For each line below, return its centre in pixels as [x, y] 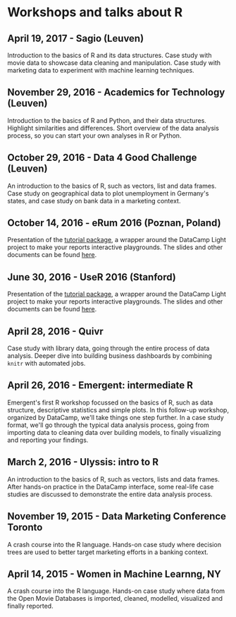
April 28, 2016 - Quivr [55, 331]
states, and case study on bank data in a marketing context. [94, 200]
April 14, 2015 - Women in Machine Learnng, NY [114, 574]
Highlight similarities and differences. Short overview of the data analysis [113, 128]
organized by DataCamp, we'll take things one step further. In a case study [116, 417]
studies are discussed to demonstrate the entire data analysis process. [110, 494]
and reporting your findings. [48, 440]
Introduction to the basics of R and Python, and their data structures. [107, 120]
